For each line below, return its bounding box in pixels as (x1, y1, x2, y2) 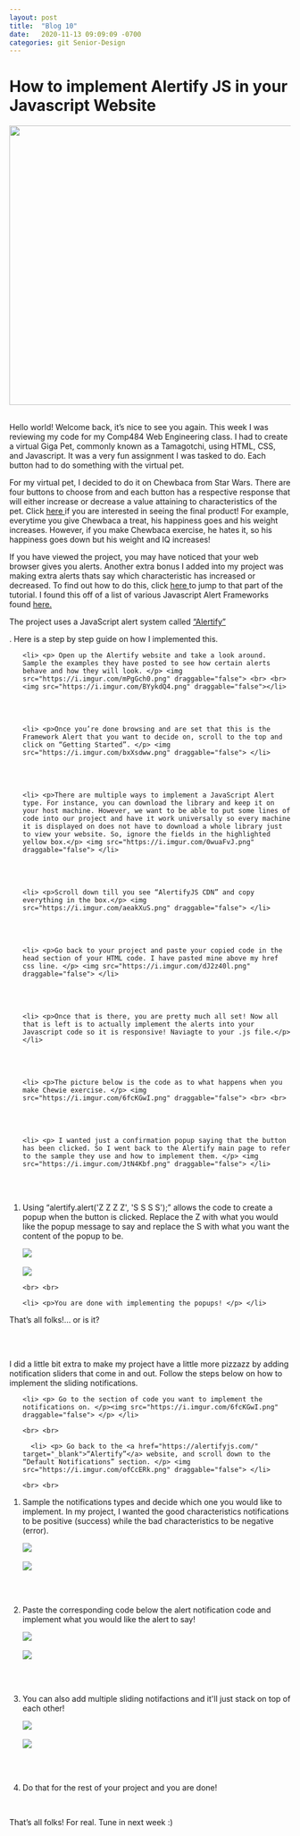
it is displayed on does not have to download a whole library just (21, 822, 283, 832)
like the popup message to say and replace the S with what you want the (21, 1222, 290, 1232)
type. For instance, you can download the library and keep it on (21, 799, 275, 808)
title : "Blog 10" (9, 21, 78, 30)
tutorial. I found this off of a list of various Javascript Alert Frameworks (9, 589, 270, 600)
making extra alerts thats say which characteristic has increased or (9, 571, 256, 581)
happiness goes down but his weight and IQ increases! (9, 534, 212, 546)
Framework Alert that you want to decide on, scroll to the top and (21, 732, 283, 742)
